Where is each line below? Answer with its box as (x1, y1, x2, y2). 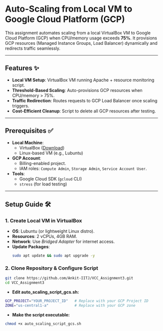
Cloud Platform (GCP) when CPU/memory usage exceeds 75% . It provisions (5, 35, 158, 41)
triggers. (12, 103, 30, 109)
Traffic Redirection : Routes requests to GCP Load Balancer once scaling (12, 97, 158, 103)
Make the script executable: (12, 312, 70, 317)
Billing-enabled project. (19, 160, 66, 166)
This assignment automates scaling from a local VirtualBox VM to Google (5, 30, 151, 36)
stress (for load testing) (19, 181, 67, 187)
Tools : (12, 170, 25, 176)
